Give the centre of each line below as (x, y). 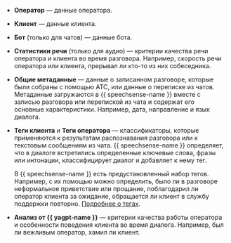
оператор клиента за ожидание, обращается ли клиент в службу (111, 196)
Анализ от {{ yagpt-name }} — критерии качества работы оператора (118, 217)
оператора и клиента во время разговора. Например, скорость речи (118, 58)
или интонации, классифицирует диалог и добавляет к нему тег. (110, 160)
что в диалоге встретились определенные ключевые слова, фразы (115, 153)
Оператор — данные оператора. (63, 10)
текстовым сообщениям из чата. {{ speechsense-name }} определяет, (119, 145)
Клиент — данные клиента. (55, 24)
